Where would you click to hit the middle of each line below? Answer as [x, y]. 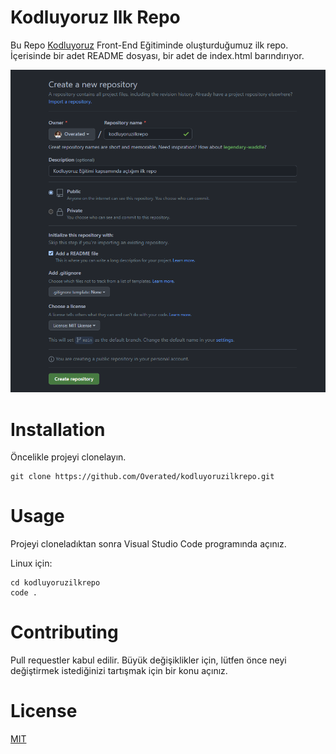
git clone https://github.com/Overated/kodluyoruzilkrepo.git [142, 477]
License [44, 711]
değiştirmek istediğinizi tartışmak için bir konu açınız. [119, 671]
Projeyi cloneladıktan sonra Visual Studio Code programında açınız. [148, 544]
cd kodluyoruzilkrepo [55, 583]
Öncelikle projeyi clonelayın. [68, 457]
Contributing [64, 632]
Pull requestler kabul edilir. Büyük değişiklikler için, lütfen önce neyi [148, 660]
